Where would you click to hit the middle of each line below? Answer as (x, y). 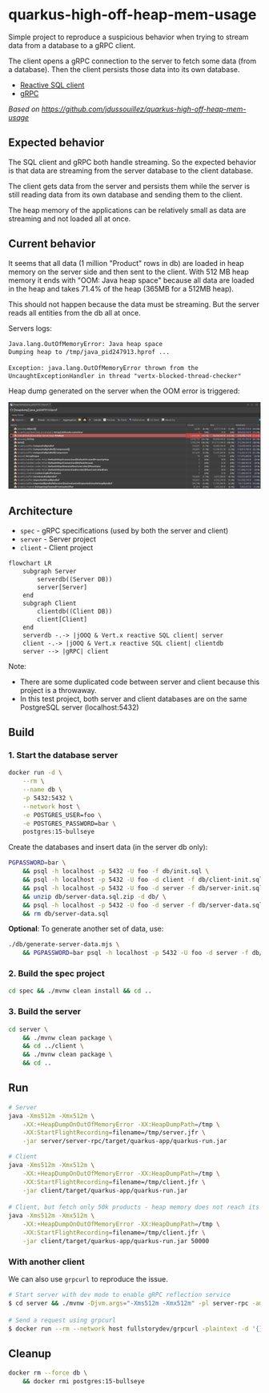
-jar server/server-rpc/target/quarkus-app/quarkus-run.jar (125, 1141)
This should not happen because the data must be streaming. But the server (134, 304)
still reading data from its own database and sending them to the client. (125, 195)
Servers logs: (30, 328)
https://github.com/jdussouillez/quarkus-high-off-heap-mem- (144, 109)
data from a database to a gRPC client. (72, 45)
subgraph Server (50, 571)
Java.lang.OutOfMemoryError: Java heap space (85, 344)
